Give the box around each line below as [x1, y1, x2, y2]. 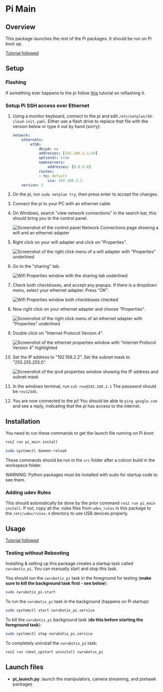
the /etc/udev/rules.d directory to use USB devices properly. [5, 511, 129, 516]
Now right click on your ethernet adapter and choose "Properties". [12, 306, 146, 312]
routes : [38, 169, 54, 174]
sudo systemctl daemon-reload [5, 448, 67, 453]
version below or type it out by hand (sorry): [12, 123, 101, 129]
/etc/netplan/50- [119, 114, 154, 119]
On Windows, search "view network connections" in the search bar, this [12, 210, 157, 216]
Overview [5, 23, 36, 31]
